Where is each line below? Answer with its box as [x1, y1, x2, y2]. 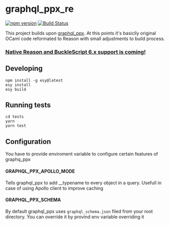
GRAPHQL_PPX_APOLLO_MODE [5, 168, 75, 174]
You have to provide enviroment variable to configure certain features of [5, 151, 158, 157]
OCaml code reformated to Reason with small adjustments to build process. [5, 35, 165, 42]
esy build [5, 87, 27, 92]
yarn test [5, 123, 27, 128]
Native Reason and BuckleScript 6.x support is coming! [5, 48, 146, 55]
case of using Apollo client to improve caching [5, 185, 104, 191]
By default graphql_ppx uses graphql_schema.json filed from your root [5, 208, 153, 214]
